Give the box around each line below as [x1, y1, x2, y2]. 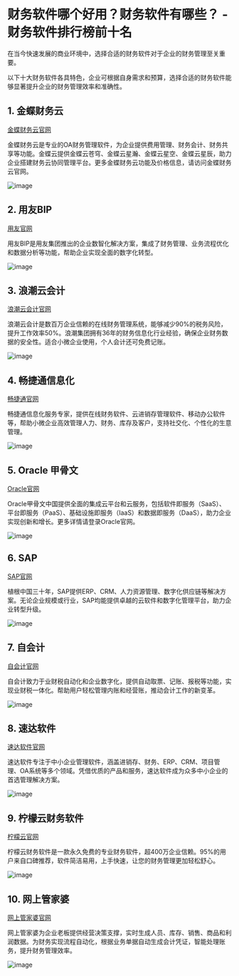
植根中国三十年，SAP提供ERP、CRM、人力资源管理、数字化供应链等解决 [7, 587, 221, 595]
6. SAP [7, 552, 38, 565]
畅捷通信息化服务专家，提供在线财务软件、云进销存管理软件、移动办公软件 [7, 410, 225, 419]
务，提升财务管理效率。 [7, 946, 76, 955]
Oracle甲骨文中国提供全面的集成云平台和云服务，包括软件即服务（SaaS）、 [7, 500, 226, 508]
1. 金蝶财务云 [7, 105, 64, 117]
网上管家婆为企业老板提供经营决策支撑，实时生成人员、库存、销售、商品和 [7, 928, 225, 937]
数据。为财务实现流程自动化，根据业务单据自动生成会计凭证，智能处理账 [13, 938, 225, 946]
